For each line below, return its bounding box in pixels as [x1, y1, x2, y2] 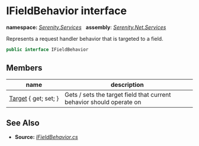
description [110, 80, 144, 89]
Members [6, 63, 43, 73]
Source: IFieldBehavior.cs [14, 134, 78, 141]
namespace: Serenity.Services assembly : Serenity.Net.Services [6, 24, 166, 31]
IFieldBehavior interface [6, 4, 127, 18]
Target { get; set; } [9, 94, 59, 102]
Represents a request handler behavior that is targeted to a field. [6, 35, 164, 42]
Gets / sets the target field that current [64, 90, 171, 99]
